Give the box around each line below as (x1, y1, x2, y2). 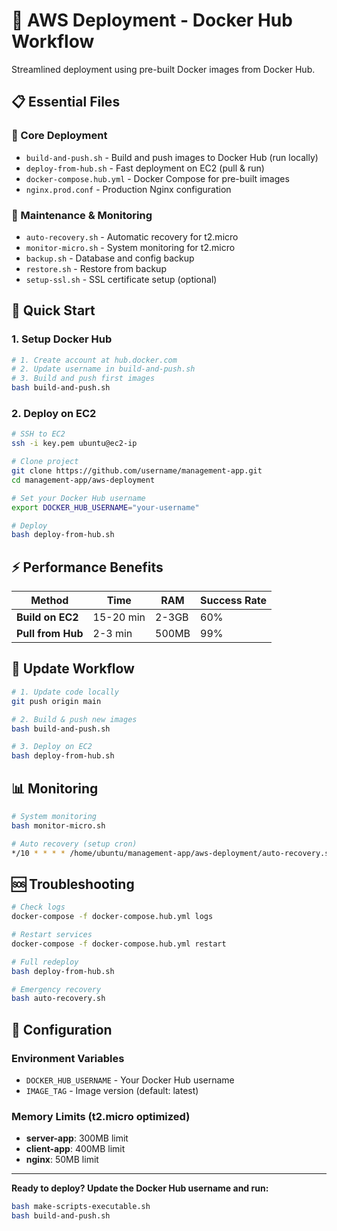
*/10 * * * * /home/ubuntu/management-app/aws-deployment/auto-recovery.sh (11, 848, 334, 858)
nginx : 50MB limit (25, 1154, 99, 1166)
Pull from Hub (16, 627, 84, 641)
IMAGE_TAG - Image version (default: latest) (25, 1084, 199, 1096)
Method (30, 594, 69, 608)
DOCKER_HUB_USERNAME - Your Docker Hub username (25, 1074, 235, 1086)
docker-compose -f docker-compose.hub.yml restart (11, 939, 227, 949)
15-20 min (92, 610, 146, 624)
